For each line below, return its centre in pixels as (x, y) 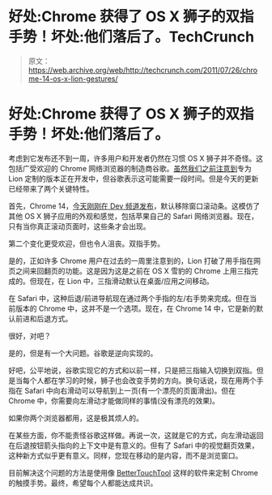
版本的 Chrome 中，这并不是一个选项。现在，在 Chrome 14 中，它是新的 (136, 308)
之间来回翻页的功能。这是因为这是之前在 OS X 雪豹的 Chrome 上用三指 (133, 271)
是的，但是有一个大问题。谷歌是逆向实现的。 (83, 353)
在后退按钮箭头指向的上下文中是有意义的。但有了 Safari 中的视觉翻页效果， (134, 445)
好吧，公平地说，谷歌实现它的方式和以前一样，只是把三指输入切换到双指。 (132, 370)
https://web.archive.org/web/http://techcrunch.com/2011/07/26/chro (142, 70)
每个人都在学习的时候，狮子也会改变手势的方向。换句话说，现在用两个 (139, 380)
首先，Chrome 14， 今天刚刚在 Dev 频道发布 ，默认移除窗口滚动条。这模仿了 (134, 206)
